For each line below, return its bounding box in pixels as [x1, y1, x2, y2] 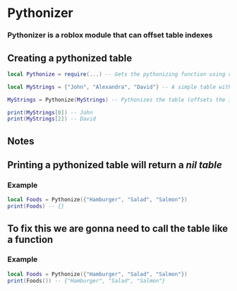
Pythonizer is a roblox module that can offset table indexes [7, 30, 213, 40]
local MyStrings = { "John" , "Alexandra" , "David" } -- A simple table [7, 83, 217, 90]
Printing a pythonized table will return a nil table [7, 159, 222, 171]
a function [7, 233, 54, 245]
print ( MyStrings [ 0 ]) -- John [7, 109, 93, 116]
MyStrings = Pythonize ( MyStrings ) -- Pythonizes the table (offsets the [7, 96, 226, 103]
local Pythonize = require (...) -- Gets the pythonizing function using [7, 71, 226, 78]
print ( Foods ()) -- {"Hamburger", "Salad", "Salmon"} [7, 277, 166, 284]
